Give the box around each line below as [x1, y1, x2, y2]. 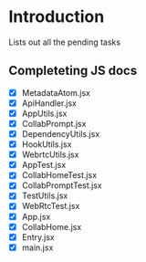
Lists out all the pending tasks [8, 37, 120, 47]
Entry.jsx [21, 231, 56, 243]
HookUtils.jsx [21, 139, 72, 150]
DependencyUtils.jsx [21, 129, 100, 139]
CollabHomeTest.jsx [21, 170, 98, 181]
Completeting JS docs [8, 63, 138, 79]
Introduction [8, 6, 105, 27]
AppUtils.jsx [21, 108, 68, 119]
